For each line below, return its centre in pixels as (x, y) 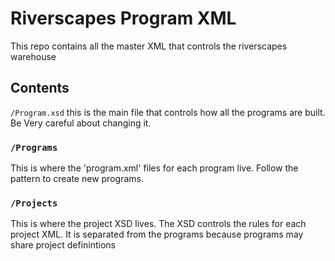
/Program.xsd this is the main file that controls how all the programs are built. (168, 112)
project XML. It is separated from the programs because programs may (157, 234)
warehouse (33, 56)
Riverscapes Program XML (123, 18)
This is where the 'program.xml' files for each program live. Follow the (154, 168)
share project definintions (63, 245)
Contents (40, 88)
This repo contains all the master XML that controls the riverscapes (149, 46)
